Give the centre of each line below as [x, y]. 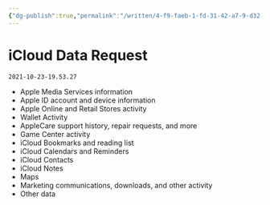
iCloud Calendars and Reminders [74, 151]
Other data [38, 194]
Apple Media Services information [76, 91]
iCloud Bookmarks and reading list [77, 143]
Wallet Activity [44, 117]
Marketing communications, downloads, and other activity [116, 185]
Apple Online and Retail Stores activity [83, 108]
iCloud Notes [41, 168]
